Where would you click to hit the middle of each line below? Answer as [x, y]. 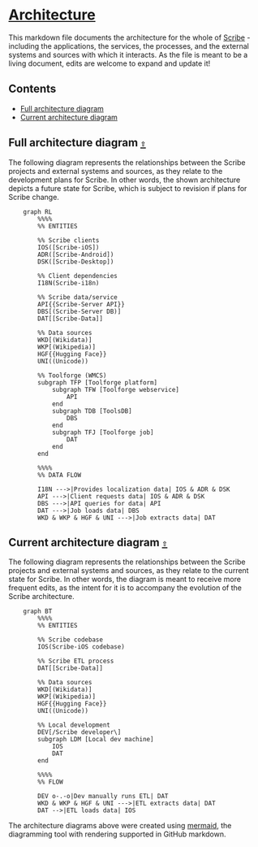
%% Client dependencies [77, 276]
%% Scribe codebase [71, 640]
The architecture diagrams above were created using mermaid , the [120, 826]
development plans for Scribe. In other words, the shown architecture [125, 180]
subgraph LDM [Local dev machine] [96, 740]
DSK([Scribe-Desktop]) [76, 262]
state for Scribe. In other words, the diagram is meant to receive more [125, 580]
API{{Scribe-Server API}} [82, 304]
